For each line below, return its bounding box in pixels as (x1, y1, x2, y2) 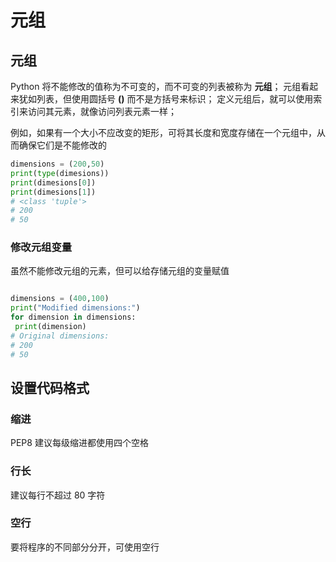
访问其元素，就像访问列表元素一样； (27, 106, 177, 117)
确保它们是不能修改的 (18, 139, 107, 151)
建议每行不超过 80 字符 (10, 489, 106, 501)
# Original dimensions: (10, 331, 110, 341)
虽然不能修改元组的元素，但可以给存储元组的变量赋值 (10, 265, 230, 277)
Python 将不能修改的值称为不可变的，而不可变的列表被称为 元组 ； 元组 (10, 81, 302, 92)
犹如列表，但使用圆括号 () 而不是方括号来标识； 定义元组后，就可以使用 (18, 93, 314, 105)
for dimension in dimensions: (10, 312, 137, 323)
